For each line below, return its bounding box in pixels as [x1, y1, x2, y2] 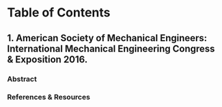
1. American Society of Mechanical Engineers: [7, 32, 208, 44]
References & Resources [7, 93, 91, 102]
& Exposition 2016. [7, 53, 88, 65]
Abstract [7, 74, 38, 84]
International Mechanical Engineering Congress [7, 43, 215, 54]
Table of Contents [7, 5, 111, 21]
